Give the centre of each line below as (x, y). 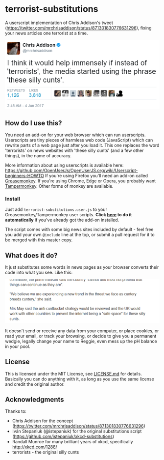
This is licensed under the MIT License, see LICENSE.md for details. (73, 374)
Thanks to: (16, 411)
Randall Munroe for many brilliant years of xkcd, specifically (72, 442)
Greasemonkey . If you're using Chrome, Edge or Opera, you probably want (80, 181)
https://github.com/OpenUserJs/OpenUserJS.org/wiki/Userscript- (71, 171)
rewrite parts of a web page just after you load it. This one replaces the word (82, 145)
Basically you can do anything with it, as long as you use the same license (80, 379)
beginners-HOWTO (24, 176)
